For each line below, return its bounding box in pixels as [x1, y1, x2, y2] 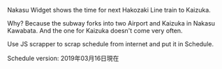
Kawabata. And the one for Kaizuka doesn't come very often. [7, 27, 183, 34]
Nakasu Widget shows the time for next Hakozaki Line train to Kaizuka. [7, 6, 211, 14]
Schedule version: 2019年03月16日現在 [7, 55, 119, 62]
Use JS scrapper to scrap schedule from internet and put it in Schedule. [7, 40, 214, 48]
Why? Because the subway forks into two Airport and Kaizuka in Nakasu [7, 19, 215, 27]
